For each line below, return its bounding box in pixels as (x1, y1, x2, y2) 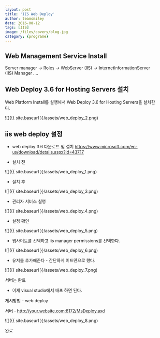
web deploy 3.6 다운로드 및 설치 (12, 144, 74, 150)
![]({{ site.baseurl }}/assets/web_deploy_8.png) (5, 318, 98, 323)
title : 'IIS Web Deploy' (5, 12, 55, 16)
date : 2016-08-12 (5, 20, 40, 26)
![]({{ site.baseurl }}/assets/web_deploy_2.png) (5, 115, 98, 121)
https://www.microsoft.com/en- (74, 144, 138, 150)
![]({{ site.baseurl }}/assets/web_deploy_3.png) (5, 188, 98, 194)
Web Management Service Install (5, 52, 107, 61)
